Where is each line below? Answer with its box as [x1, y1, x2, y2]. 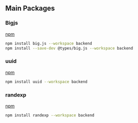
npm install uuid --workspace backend [5, 79, 88, 84]
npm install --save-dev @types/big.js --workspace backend [5, 45, 133, 51]
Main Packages [5, 4, 55, 13]
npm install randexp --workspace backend [5, 112, 95, 118]
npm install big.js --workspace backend [5, 41, 93, 46]
